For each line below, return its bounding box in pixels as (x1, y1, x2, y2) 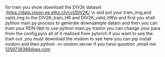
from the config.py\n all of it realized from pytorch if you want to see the (5, 31, 153, 36)
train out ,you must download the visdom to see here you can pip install (5, 36, 152, 42)
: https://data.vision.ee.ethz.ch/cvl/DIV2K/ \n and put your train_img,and (5, 9, 152, 15)
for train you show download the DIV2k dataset (5, 4, 102, 10)
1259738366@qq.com (5, 47, 51, 52)
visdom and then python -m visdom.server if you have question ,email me (5, 41, 156, 47)
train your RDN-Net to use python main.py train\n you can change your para (5, 25, 161, 31)
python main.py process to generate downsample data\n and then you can (5, 20, 158, 26)
